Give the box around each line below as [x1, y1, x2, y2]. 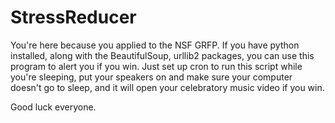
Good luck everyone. [10, 101, 97, 113]
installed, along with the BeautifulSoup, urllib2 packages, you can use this [10, 49, 315, 61]
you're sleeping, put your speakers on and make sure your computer [10, 71, 293, 83]
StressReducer [10, 6, 137, 29]
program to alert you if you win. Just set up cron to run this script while [10, 60, 303, 72]
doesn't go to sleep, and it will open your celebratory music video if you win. [10, 81, 325, 93]
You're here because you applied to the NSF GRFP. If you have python [10, 39, 300, 51]
